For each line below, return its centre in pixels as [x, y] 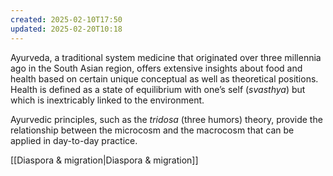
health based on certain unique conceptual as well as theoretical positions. [164, 78]
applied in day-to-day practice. [74, 140]
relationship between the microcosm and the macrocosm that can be [152, 130]
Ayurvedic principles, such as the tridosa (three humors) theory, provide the [166, 119]
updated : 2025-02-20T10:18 [66, 29]
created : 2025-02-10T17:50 [66, 19]
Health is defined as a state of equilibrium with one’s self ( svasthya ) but [158, 89]
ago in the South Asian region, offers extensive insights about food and [156, 68]
